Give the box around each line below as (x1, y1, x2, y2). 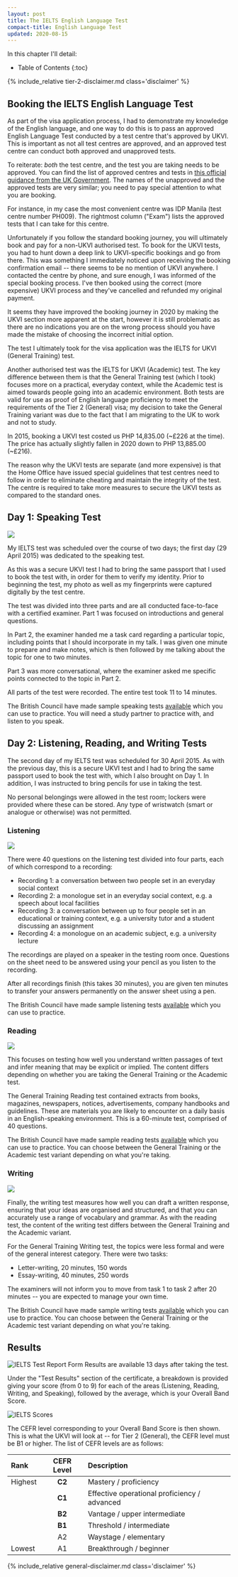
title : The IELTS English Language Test (7, 17, 129, 24)
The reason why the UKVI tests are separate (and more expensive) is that (7, 461, 222, 470)
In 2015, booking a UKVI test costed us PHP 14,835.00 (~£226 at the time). (7, 432, 225, 440)
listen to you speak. (7, 717, 64, 725)
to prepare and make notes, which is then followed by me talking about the (7, 645, 225, 654)
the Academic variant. (7, 1228, 72, 1237)
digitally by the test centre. (7, 587, 85, 596)
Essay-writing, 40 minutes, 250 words (17, 1271, 129, 1279)
